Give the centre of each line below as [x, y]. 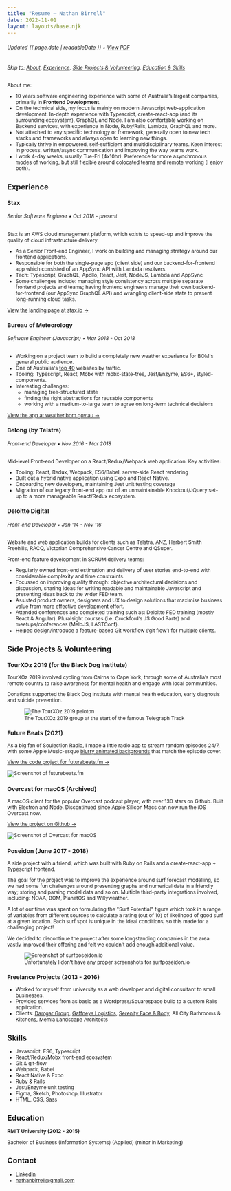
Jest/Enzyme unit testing [45, 1088]
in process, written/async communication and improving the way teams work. [107, 151]
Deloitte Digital [28, 511]
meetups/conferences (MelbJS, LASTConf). [67, 625]
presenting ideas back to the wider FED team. [69, 595]
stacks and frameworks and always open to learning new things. [91, 138]
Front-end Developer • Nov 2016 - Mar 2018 [59, 444]
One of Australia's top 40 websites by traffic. [68, 368]
